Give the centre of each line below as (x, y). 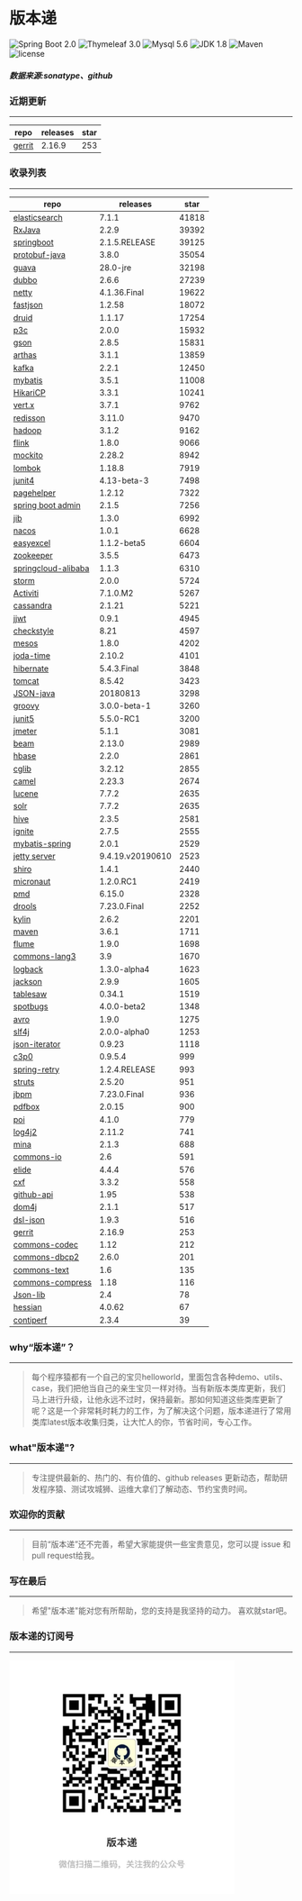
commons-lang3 (44, 957)
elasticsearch (38, 217)
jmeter (25, 731)
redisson (29, 418)
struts (24, 1081)
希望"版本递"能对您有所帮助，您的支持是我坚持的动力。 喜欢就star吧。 (161, 1611)
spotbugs (31, 1006)
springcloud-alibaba (51, 568)
